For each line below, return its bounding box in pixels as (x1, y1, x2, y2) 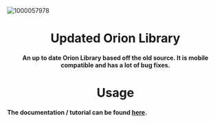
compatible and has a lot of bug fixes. (60, 60, 170, 69)
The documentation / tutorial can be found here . (7, 108, 148, 116)
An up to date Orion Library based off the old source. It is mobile (22, 54, 209, 62)
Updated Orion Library (50, 31, 181, 46)
